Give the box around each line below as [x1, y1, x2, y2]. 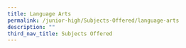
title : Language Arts [7, 10, 72, 18]
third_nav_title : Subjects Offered [7, 30, 113, 37]
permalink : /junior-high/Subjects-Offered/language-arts [7, 17, 180, 24]
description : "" [7, 23, 55, 30]
